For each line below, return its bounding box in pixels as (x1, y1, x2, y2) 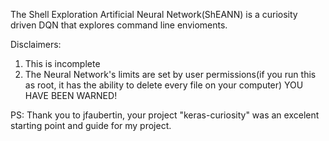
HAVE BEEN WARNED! (24, 90, 118, 101)
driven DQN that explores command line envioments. (10, 19, 228, 31)
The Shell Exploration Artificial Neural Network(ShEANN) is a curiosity (10, 9, 298, 20)
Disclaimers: (10, 39, 62, 50)
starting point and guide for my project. (10, 120, 172, 131)
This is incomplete (24, 58, 101, 69)
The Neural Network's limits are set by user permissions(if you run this (24, 69, 317, 80)
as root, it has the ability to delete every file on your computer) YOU (24, 79, 304, 91)
